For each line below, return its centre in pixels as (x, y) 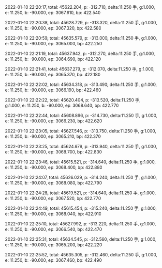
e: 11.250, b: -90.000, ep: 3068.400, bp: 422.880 (54, 167)
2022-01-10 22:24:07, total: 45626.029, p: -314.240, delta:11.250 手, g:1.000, (81, 177)
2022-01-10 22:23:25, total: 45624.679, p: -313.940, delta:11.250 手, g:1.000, (81, 146)
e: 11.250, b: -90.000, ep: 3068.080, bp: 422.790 (53, 183)
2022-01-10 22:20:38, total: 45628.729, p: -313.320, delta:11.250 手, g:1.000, (81, 23)
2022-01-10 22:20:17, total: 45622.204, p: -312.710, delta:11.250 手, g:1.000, (80, 7)
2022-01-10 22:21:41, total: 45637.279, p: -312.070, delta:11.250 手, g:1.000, (80, 69)
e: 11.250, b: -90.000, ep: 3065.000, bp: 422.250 (54, 43)
